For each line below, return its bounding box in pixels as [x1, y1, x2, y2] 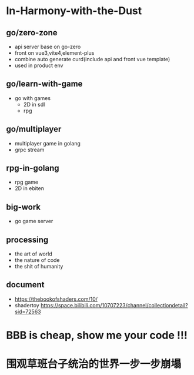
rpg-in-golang [6, 163, 59, 173]
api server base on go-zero [14, 43, 81, 50]
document [6, 280, 45, 290]
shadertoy [14, 301, 39, 308]
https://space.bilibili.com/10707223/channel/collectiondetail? [40, 301, 188, 308]
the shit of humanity [14, 263, 63, 270]
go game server [14, 218, 53, 225]
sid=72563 [14, 308, 41, 315]
